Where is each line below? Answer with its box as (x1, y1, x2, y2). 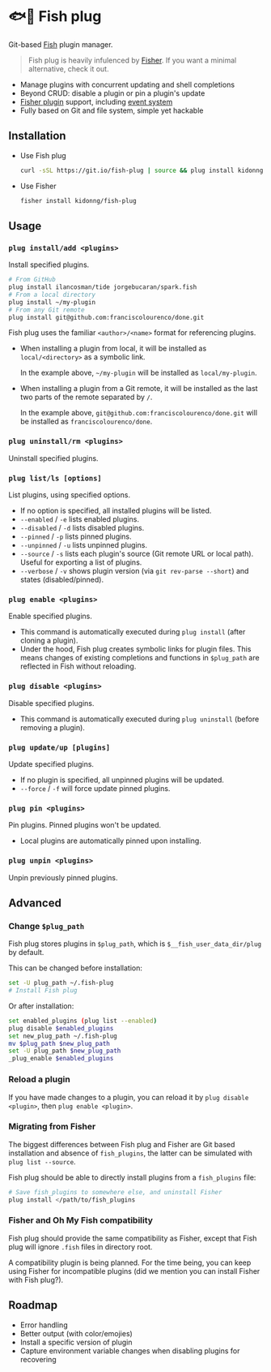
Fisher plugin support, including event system (19, 97, 173, 106)
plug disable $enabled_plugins (8, 1024, 114, 1032)
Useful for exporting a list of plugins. (19, 557, 142, 567)
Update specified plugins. (8, 759, 95, 768)
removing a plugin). (19, 722, 85, 732)
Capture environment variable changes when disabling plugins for (19, 1345, 240, 1356)
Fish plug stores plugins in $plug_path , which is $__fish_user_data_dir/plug (8, 939, 261, 948)
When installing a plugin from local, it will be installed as (19, 343, 207, 354)
